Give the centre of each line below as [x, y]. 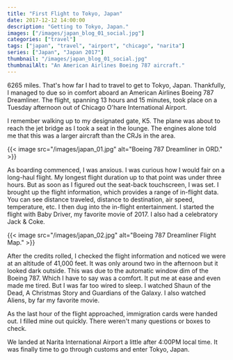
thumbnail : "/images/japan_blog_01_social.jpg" [78, 59]
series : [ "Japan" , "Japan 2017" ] [56, 53]
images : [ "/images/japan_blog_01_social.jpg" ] [76, 33]
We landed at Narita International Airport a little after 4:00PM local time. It [112, 342]
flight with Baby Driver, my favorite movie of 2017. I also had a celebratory [113, 214]
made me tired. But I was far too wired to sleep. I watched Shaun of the [109, 285]
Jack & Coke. [26, 221]
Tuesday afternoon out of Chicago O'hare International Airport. [97, 107]
